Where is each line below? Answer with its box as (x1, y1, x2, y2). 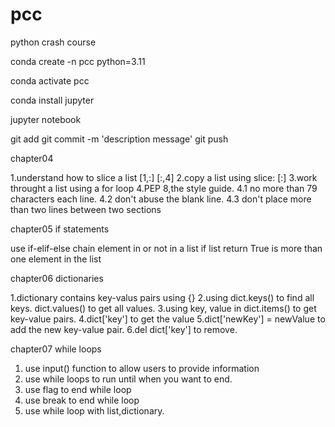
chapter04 (10, 152, 54, 164)
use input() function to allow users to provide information (24, 362, 260, 374)
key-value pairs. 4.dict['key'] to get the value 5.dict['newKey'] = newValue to (10, 313, 326, 325)
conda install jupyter (10, 94, 95, 106)
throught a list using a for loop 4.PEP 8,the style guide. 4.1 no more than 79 (10, 182, 318, 194)
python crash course (10, 36, 97, 48)
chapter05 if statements (10, 223, 110, 235)
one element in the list (10, 253, 102, 265)
